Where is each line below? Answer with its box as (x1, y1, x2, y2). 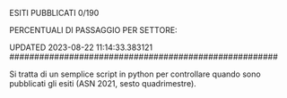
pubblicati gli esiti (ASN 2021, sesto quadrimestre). (9, 78, 197, 88)
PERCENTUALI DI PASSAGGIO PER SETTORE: (9, 25, 178, 35)
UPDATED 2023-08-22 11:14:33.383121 (9, 42, 153, 53)
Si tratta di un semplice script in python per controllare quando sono (9, 69, 262, 79)
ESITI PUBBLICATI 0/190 (9, 8, 100, 18)
